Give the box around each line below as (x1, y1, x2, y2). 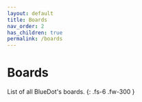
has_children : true (7, 29, 63, 36)
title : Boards (7, 16, 48, 23)
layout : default (7, 10, 54, 17)
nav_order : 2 (7, 23, 45, 29)
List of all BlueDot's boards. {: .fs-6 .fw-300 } (7, 88, 135, 96)
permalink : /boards (7, 36, 63, 42)
